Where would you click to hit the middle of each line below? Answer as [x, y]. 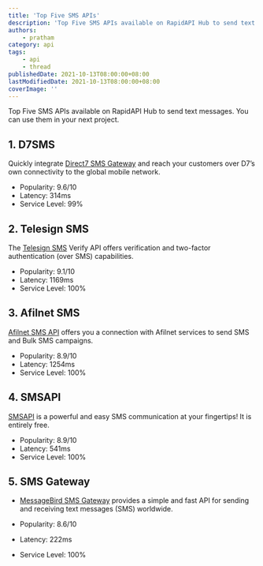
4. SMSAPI [35, 397]
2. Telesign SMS [48, 229]
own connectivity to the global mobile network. [84, 172]
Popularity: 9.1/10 [47, 272]
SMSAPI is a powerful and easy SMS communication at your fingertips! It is [130, 416]
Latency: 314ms [45, 196]
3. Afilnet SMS [44, 313]
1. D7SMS [31, 144]
